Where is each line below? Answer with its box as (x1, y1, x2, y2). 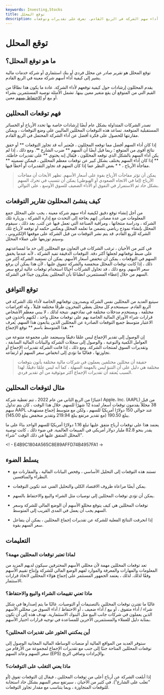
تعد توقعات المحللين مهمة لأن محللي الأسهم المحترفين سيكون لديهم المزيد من (5, 562, 147, 568)
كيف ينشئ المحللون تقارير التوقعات (5, 197, 101, 205)
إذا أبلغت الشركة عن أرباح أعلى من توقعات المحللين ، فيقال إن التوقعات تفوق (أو (5, 674, 151, 680)
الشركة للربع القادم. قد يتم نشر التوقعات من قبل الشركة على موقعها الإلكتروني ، (5, 231, 151, 236)
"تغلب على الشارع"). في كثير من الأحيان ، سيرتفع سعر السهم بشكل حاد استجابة (5, 679, 150, 685)
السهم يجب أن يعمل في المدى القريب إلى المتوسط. (12, 508, 107, 513)
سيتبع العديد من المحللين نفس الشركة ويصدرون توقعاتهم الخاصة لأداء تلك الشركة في (5, 298, 159, 304)
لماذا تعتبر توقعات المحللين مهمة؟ (5, 551, 76, 558)
